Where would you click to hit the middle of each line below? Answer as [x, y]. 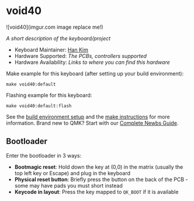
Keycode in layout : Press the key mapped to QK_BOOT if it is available [96, 192]
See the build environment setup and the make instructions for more [88, 117]
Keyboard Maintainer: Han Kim [51, 50]
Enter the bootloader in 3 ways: [44, 155]
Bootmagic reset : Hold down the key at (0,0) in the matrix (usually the [99, 167]
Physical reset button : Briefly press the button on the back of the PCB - [101, 179]
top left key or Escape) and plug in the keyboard [72, 173]
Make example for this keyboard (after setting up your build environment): [95, 73]
